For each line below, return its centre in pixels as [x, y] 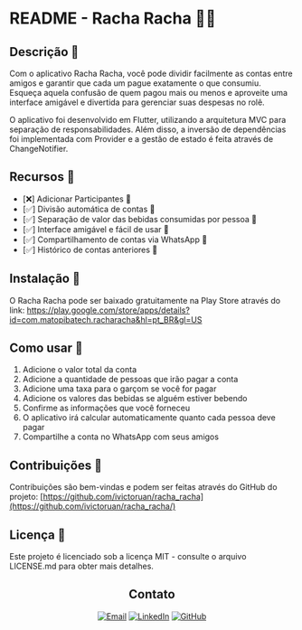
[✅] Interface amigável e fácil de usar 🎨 [95, 229]
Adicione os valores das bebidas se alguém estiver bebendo [135, 399]
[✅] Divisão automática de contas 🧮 [89, 209]
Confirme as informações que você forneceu [106, 408]
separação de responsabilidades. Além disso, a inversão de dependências [148, 129]
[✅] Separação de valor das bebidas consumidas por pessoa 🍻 [140, 219]
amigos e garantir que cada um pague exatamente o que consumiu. [135, 83]
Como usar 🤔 [46, 348]
